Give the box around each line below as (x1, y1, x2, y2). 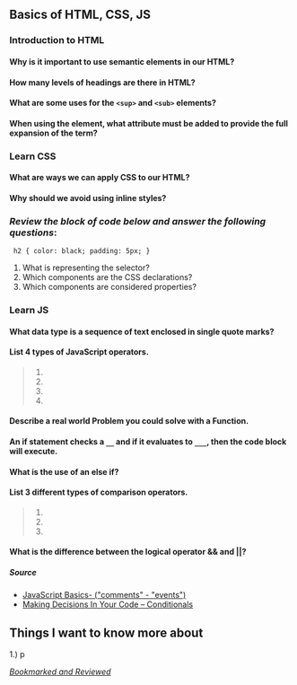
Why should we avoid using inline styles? (9, 192, 167, 203)
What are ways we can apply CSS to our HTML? (9, 172, 190, 183)
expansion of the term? (9, 127, 98, 138)
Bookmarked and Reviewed (9, 666, 111, 677)
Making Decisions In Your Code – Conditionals (22, 599, 194, 610)
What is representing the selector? (22, 262, 150, 273)
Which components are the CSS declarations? (22, 272, 193, 283)
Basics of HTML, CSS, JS (9, 7, 151, 22)
